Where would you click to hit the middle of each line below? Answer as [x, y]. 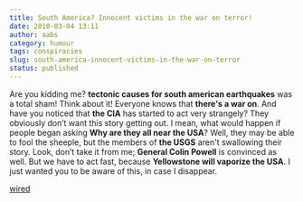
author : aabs [34, 34]
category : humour [42, 43]
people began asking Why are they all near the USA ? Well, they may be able [152, 132]
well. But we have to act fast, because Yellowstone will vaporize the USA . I [150, 161]
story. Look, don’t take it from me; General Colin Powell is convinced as [143, 151]
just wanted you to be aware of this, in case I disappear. [114, 171]
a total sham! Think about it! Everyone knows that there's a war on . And [143, 103]
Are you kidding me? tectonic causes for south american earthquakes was [151, 94]
